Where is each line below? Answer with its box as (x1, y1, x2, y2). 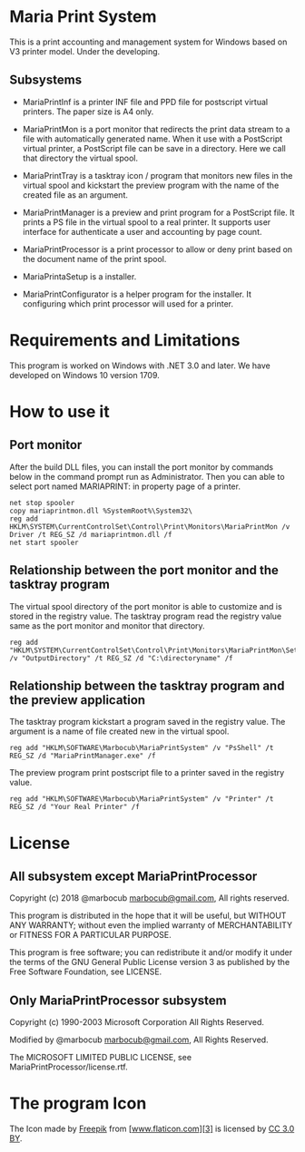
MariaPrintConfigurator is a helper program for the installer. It (22, 288, 252, 299)
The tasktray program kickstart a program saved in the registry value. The (9, 717, 286, 727)
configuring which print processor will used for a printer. (22, 298, 234, 309)
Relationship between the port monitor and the (9, 562, 280, 578)
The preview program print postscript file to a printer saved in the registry (9, 767, 285, 778)
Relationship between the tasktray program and (9, 678, 285, 693)
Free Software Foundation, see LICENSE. (9, 966, 162, 977)
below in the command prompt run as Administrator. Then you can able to (9, 471, 285, 482)
